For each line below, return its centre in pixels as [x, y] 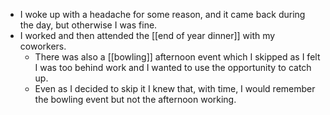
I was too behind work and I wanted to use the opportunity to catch [173, 67]
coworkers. [43, 46]
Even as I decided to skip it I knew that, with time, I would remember [175, 88]
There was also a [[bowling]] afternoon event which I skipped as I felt [177, 57]
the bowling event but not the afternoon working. [135, 99]
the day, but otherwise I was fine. [88, 25]
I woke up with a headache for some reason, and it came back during [162, 14]
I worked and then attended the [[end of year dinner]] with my [147, 35]
